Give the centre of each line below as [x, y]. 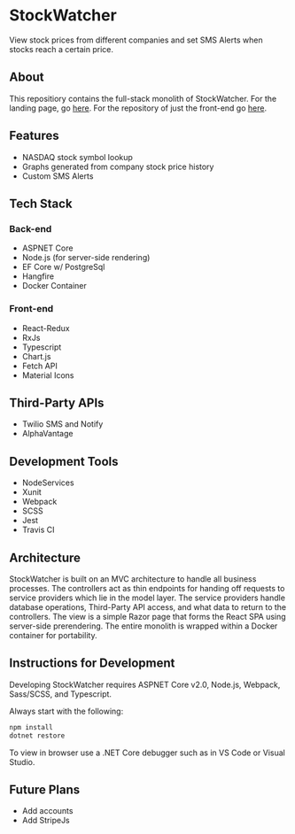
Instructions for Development [92, 664]
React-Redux [46, 328]
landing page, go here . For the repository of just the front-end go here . [138, 108]
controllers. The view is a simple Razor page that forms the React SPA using [147, 616]
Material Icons [48, 375]
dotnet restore [37, 736]
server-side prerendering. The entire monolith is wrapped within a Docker [144, 626]
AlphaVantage [47, 434]
